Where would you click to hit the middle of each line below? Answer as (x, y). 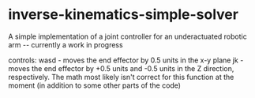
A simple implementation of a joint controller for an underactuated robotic (127, 36)
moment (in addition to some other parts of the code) (95, 85)
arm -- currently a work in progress (66, 44)
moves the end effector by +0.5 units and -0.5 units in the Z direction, (121, 68)
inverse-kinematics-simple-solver (124, 15)
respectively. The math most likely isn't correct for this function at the (121, 77)
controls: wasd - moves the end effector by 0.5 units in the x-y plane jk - (126, 60)
